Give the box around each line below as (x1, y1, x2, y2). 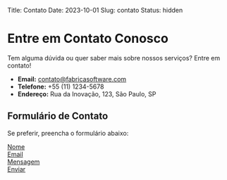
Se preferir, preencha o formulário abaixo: (7, 129, 129, 137)
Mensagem (7, 157, 40, 166)
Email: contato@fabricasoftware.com (17, 75, 127, 83)
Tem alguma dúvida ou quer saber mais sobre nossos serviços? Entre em (7, 53, 221, 62)
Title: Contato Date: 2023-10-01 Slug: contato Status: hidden (7, 6, 183, 14)
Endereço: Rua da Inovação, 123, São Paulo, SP (17, 89, 157, 98)
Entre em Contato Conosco (7, 31, 169, 46)
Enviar (7, 165, 26, 173)
